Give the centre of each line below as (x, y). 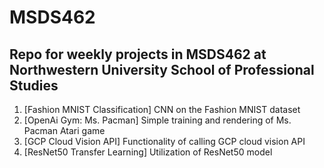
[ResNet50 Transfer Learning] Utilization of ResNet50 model (148, 152)
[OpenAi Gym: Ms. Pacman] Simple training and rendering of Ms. (157, 120)
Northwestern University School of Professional (162, 69)
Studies (34, 85)
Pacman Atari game (64, 130)
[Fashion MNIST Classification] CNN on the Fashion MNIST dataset (162, 109)
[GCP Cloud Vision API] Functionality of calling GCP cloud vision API (164, 141)
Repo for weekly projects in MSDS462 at (138, 54)
